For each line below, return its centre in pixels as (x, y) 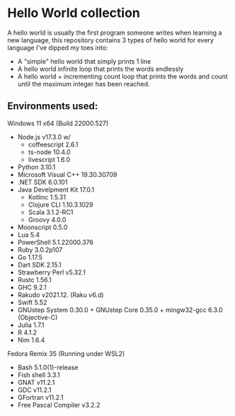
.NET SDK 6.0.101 (42, 182)
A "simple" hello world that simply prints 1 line (84, 61)
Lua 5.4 (29, 234)
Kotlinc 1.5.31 (47, 197)
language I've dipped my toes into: (58, 47)
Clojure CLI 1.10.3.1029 (61, 204)
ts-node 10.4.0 (49, 152)
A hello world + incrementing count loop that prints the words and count (122, 76)
